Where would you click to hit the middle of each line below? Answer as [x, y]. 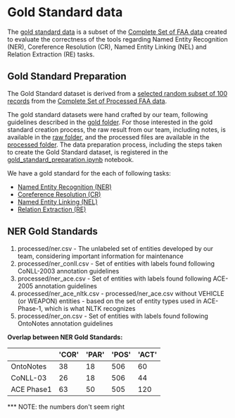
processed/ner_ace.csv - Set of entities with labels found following [114, 278]
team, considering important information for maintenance [101, 256]
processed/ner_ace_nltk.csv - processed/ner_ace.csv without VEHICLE [121, 293]
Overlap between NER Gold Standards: [65, 337]
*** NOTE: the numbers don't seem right [66, 407]
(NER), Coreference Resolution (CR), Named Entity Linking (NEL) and [107, 47]
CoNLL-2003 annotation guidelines [68, 271]
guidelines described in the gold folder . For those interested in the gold [110, 122]
